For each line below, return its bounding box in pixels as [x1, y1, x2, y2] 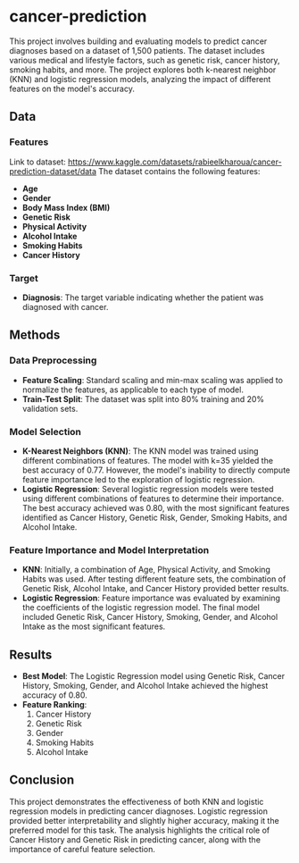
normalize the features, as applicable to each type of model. [21, 384, 244, 395]
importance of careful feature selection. [9, 843, 156, 854]
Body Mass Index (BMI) [21, 202, 111, 213]
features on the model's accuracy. [9, 83, 136, 94]
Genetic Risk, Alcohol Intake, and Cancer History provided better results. [21, 583, 290, 594]
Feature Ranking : [21, 700, 87, 710]
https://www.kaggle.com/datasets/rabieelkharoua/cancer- [68, 156, 283, 167]
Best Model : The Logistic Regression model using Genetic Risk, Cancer [21, 671, 286, 682]
